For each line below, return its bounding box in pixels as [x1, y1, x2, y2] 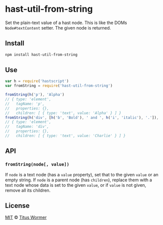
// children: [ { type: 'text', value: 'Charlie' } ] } [5, 134, 126, 139]
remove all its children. [5, 187, 51, 193]
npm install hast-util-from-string [5, 52, 78, 57]
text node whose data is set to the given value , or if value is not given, [5, 182, 146, 188]
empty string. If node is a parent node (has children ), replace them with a [5, 177, 152, 183]
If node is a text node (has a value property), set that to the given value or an [5, 171, 159, 177]
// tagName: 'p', [5, 101, 45, 106]
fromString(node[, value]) [5, 162, 70, 168]
